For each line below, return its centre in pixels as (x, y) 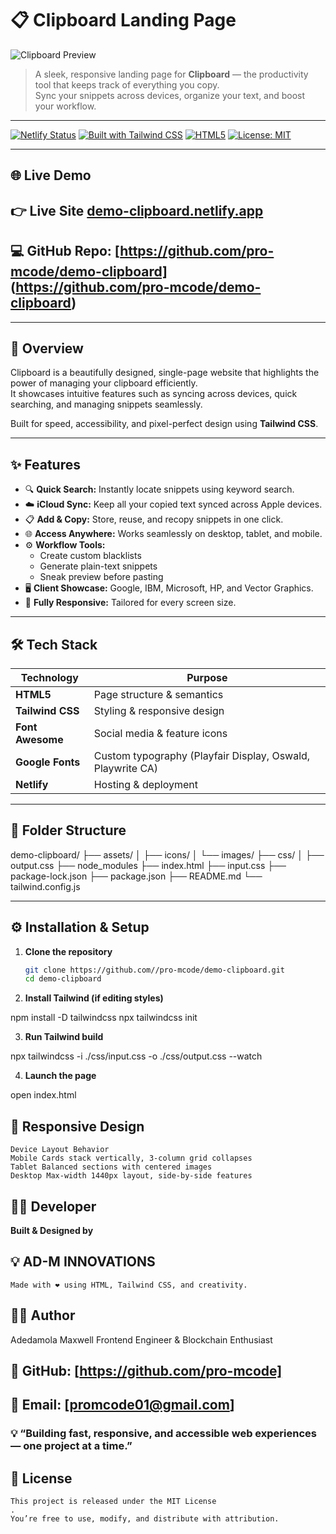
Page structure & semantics (158, 694)
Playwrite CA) (126, 768)
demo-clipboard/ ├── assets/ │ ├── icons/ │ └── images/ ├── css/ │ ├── (167, 854)
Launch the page (60, 1076)
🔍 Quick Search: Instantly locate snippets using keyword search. (159, 489)
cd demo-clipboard (63, 979)
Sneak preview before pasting (101, 577)
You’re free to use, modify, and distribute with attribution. (145, 1519)
